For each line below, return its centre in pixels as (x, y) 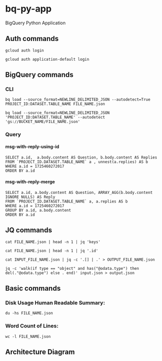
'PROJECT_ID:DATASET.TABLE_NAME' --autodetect (55, 117)
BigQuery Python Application (35, 23)
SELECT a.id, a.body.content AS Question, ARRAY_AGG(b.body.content (79, 192)
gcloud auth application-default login (47, 59)
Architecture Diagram (40, 352)
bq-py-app (28, 9)
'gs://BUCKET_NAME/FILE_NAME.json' (43, 122)
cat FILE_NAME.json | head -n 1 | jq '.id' (52, 251)
